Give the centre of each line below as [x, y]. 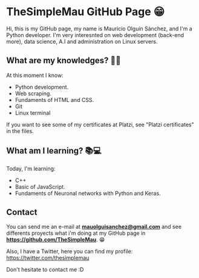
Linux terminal [33, 113]
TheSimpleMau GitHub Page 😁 [86, 12]
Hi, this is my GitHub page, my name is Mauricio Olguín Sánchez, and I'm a [99, 29]
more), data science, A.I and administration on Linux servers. [82, 41]
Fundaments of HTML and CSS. [54, 100]
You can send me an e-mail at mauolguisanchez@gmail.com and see [94, 227]
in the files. [20, 131]
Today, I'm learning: [31, 168]
